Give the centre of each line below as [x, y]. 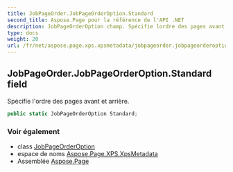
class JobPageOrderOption [56, 146]
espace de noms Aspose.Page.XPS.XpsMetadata [87, 153]
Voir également [34, 131]
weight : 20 [23, 39]
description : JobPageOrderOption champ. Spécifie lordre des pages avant [116, 26]
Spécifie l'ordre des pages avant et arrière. [68, 101]
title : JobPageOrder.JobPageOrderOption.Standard [80, 13]
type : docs [23, 33]
